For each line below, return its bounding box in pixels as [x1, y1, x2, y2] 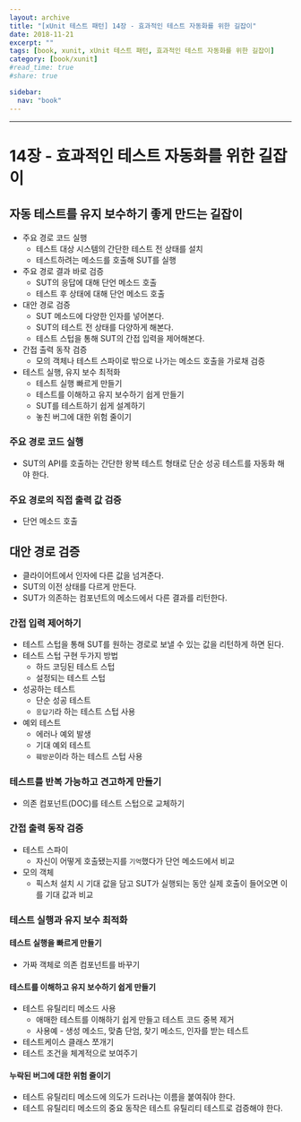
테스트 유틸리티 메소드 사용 [21, 1003, 116, 1014]
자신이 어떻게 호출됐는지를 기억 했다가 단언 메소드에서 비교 [35, 855, 236, 866]
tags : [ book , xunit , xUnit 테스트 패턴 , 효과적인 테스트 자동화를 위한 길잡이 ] [9, 47, 275, 56]
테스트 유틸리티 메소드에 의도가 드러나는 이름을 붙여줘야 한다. [21, 1092, 236, 1102]
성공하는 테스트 [21, 684, 76, 695]
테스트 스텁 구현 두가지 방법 [21, 651, 119, 661]
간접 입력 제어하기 [9, 617, 82, 629]
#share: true [9, 72, 58, 81]
